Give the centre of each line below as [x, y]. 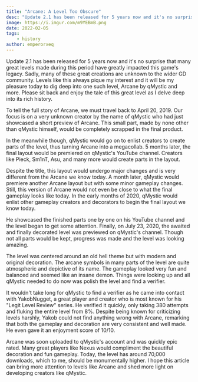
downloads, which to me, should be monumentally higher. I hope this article [98, 360]
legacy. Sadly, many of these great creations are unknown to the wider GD [96, 74]
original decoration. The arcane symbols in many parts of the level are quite [98, 262]
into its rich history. [29, 98]
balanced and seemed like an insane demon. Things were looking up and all [98, 275]
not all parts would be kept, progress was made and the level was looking [95, 238]
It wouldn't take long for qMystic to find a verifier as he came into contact [95, 292]
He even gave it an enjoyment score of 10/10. [61, 330]
